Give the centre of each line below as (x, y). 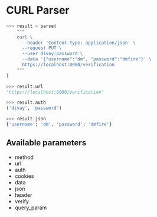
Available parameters (46, 143)
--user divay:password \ (52, 54)
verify (22, 201)
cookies (24, 176)
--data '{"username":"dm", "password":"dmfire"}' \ (86, 59)
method (24, 157)
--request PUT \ (42, 48)
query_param (31, 208)
